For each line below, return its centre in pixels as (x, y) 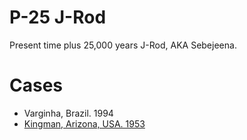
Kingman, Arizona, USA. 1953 (84, 123)
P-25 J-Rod (58, 17)
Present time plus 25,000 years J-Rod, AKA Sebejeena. (123, 45)
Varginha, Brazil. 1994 (68, 113)
